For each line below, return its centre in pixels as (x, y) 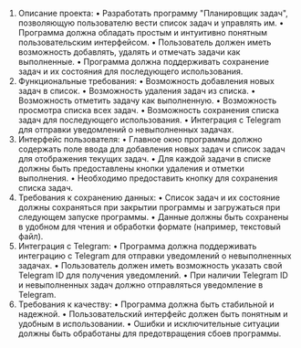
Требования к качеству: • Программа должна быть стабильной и (146, 304)
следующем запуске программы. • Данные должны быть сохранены (153, 217)
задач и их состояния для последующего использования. (130, 71)
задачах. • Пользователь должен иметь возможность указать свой (150, 265)
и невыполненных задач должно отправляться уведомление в (140, 285)
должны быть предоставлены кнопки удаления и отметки (131, 169)
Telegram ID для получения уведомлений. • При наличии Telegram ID (153, 275)
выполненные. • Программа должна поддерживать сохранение (143, 62)
